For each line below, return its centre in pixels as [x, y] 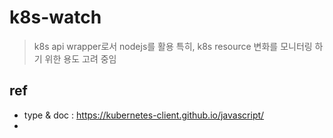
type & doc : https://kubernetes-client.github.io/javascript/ [144, 115]
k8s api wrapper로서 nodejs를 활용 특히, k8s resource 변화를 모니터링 [173, 46]
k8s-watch [55, 17]
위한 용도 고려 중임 [80, 58]
